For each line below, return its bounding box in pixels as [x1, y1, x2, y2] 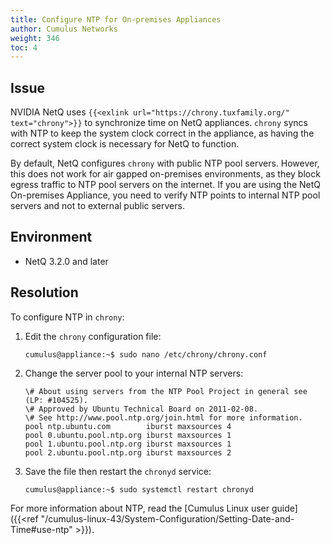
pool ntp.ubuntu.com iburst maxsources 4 [24, 421, 232, 431]
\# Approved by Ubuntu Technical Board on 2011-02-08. [24, 404, 259, 414]
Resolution [10, 284, 79, 301]
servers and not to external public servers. [10, 200, 185, 212]
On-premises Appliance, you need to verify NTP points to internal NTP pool [10, 189, 321, 201]
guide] [271, 502, 298, 514]
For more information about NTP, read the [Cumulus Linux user [10, 502, 270, 514]
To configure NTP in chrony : [10, 311, 125, 323]
